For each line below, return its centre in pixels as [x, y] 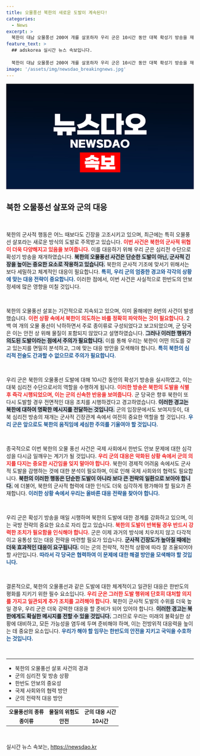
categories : [21, 19]
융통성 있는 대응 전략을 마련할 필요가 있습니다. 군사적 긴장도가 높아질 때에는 [104, 540]
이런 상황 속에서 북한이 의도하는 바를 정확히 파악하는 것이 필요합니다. [107, 318]
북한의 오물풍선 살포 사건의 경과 [51, 668]
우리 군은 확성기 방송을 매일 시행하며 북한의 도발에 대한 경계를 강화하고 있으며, [97, 517]
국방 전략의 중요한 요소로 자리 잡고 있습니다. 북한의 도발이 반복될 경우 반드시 [100, 525]
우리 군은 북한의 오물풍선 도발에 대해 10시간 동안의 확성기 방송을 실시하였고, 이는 [99, 379]
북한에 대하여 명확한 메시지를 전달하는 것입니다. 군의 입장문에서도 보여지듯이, [95, 409]
